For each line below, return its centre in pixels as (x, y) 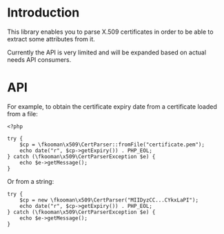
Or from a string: (31, 181)
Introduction (43, 13)
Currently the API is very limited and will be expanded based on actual (107, 52)
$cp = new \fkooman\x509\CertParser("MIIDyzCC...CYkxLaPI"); (109, 200)
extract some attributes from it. (51, 39)
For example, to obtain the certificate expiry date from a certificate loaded (112, 106)
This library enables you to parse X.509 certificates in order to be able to (110, 32)
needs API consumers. (39, 59)
